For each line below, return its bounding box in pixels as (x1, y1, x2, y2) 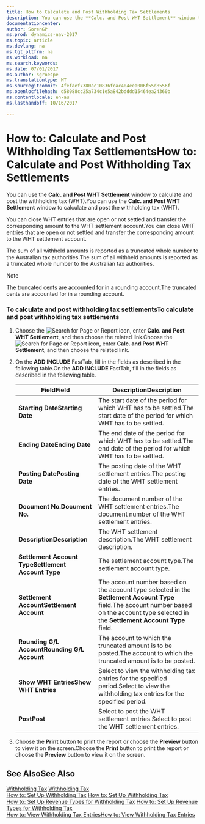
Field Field (40, 386, 70, 394)
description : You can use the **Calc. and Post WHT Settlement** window (6, 15, 195, 21)
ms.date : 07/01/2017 (6, 65, 59, 72)
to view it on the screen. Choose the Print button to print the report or (15, 744, 189, 752)
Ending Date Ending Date (18, 440, 91, 449)
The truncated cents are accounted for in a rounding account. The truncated (6, 284, 197, 291)
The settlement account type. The (98, 556, 194, 565)
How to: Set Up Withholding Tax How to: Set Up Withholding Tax (6, 791, 168, 798)
